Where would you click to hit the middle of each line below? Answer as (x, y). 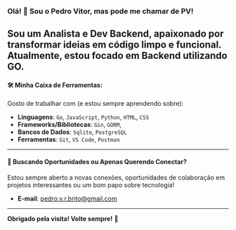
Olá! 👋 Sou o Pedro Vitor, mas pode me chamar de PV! (100, 11)
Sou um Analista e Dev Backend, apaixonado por (116, 34)
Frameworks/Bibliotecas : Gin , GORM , (69, 124)
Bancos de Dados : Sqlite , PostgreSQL (72, 132)
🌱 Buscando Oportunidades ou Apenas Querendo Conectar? (97, 162)
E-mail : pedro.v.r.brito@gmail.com (67, 198)
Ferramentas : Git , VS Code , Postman (69, 139)
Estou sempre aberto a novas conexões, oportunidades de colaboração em (116, 177)
